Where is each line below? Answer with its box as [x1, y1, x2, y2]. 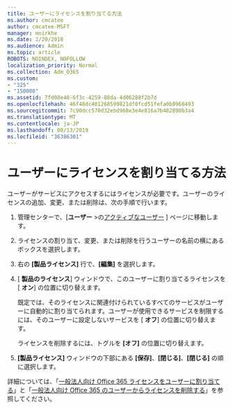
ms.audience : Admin [7, 42, 64, 49]
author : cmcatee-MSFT [7, 23, 70, 30]
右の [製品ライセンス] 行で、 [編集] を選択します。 [17, 260, 159, 268]
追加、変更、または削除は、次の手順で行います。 [31, 198, 172, 207]
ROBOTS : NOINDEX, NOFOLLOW [7, 56, 86, 63]
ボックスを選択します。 [17, 245, 84, 254]
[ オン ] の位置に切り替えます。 [17, 283, 104, 292]
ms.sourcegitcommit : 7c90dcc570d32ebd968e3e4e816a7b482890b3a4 [7, 107, 195, 114]
